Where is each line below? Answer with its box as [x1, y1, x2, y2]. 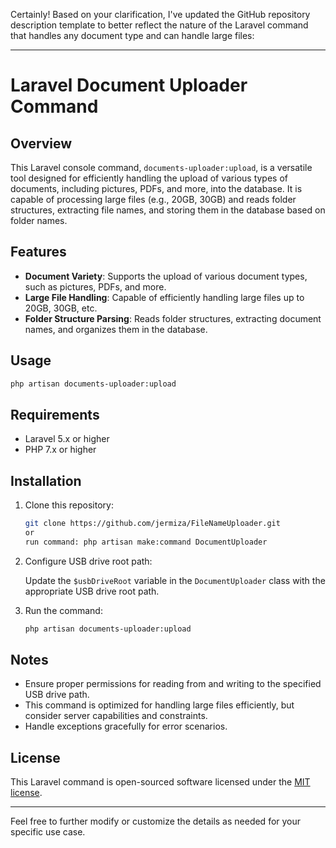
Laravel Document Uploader [10, 74, 248, 97]
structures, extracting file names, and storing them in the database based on [10, 204, 326, 216]
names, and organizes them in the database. [24, 323, 208, 335]
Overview [10, 135, 73, 152]
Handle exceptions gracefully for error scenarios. [24, 720, 228, 733]
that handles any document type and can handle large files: [10, 30, 255, 41]
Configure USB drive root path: [24, 555, 153, 567]
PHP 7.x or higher [24, 444, 97, 456]
